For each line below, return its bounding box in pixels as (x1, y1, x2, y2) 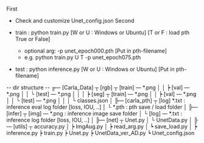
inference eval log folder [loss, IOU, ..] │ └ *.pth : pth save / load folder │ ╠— (6, 103, 198, 111)
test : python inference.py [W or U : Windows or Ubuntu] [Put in (15, 65, 175, 73)
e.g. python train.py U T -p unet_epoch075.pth (24, 54, 141, 61)
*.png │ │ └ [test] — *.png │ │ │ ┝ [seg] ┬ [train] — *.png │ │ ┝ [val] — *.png (6, 90, 197, 97)
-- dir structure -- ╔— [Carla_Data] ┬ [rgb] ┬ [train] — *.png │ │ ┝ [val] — (6, 84, 190, 91)
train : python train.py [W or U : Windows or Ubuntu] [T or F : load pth (15, 29, 190, 36)
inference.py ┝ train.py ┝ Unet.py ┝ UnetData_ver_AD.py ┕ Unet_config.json (6, 130, 195, 136)
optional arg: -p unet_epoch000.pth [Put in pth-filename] (24, 47, 167, 54)
